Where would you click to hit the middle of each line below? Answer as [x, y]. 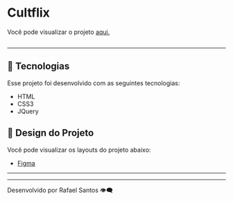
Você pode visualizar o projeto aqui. [59, 32]
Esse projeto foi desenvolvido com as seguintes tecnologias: [94, 83]
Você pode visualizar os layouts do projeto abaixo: [79, 150]
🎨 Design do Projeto [51, 133]
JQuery [28, 111]
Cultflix [29, 13]
